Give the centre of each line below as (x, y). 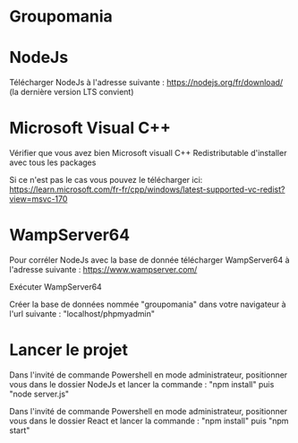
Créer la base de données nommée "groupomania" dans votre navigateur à (148, 304)
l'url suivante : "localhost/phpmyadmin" (82, 314)
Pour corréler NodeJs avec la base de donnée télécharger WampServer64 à (149, 260)
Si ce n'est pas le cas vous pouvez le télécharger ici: (106, 180)
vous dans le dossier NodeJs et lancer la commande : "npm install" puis (142, 384)
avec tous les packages (53, 162)
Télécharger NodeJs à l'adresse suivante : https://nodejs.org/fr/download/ (146, 83)
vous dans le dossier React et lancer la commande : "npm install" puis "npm (149, 421)
